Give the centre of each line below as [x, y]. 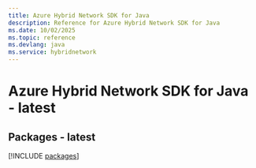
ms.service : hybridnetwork [52, 52]
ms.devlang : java [37, 45]
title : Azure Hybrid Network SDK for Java [79, 15]
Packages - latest [52, 137]
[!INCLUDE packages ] [44, 156]
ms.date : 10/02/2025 [42, 30]
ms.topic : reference [42, 37]
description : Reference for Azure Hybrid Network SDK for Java [114, 23]
